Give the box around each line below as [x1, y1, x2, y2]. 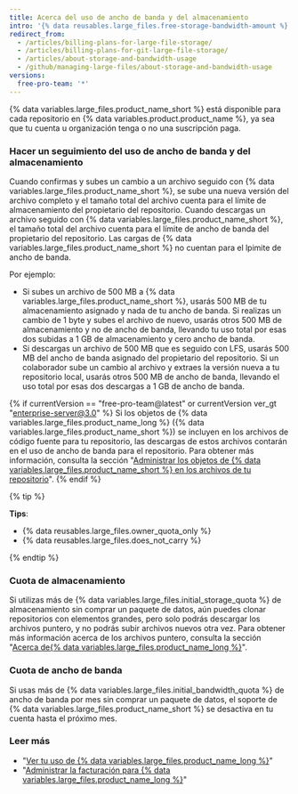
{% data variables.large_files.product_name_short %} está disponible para [9, 103, 282, 114]
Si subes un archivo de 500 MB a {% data [21, 286, 175, 296]
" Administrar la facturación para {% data [21, 765, 171, 775]
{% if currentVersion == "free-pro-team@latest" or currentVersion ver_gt [9, 398, 278, 409]
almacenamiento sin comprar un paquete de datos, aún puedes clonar [9, 604, 267, 615]
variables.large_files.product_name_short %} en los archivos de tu [9, 464, 252, 474]
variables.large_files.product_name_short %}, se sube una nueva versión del [9, 185, 289, 196]
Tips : [9, 508, 28, 519]
